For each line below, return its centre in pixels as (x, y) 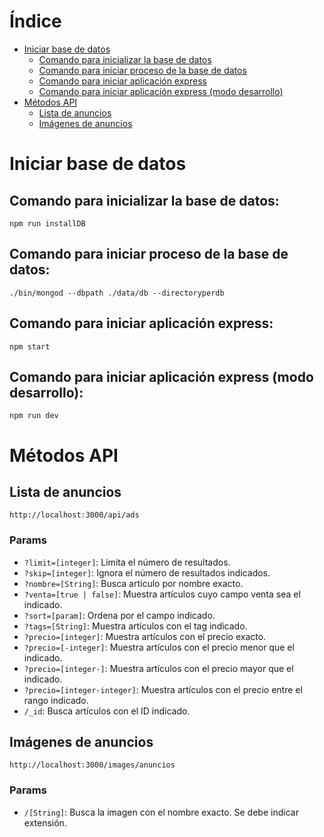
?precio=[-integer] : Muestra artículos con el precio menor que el (159, 647)
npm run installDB (47, 223)
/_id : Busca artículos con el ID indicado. (107, 711)
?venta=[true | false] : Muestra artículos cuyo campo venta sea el (162, 594)
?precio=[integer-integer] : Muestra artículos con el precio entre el (163, 689)
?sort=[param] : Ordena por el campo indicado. (119, 615)
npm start (30, 346)
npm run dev (34, 416)
